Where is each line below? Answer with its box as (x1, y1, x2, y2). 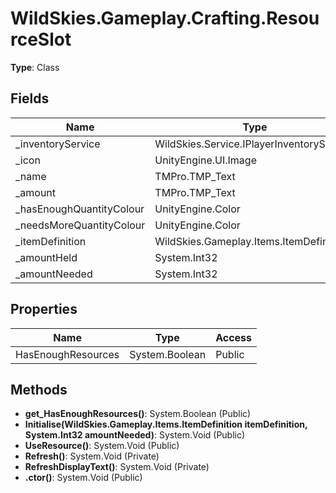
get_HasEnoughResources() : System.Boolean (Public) (24, 408, 252, 420)
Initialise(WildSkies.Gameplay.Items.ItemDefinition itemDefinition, (24, 418, 308, 431)
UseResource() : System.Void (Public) (24, 440, 180, 452)
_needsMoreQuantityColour (15, 218, 146, 232)
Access (215, 330, 253, 344)
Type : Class (10, 61, 60, 73)
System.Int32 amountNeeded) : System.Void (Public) (24, 429, 246, 441)
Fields (10, 90, 50, 107)
